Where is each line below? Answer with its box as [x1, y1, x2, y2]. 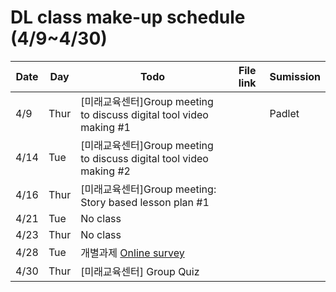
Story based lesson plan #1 [80, 195, 210, 209]
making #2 [80, 164, 131, 178]
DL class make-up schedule [10, 6, 246, 29]
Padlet [269, 106, 300, 120]
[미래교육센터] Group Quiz [80, 264, 200, 278]
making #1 [80, 120, 131, 134]
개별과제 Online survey [80, 246, 185, 260]
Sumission [269, 69, 321, 83]
